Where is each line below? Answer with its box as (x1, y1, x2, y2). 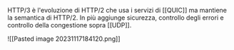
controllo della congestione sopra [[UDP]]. (7, 21, 132, 29)
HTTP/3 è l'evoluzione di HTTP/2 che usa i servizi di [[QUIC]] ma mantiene (7, 6, 227, 14)
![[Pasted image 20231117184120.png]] (7, 35, 121, 43)
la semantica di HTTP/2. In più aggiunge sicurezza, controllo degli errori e (7, 13, 224, 22)
